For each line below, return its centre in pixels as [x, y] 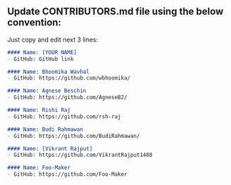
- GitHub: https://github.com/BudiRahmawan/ [74, 136]
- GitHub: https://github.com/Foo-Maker [68, 174]
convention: [35, 23]
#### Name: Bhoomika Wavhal [49, 72]
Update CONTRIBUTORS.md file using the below [115, 12]
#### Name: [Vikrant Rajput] [50, 148]
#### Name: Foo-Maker [39, 168]
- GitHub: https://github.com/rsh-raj [64, 116]
